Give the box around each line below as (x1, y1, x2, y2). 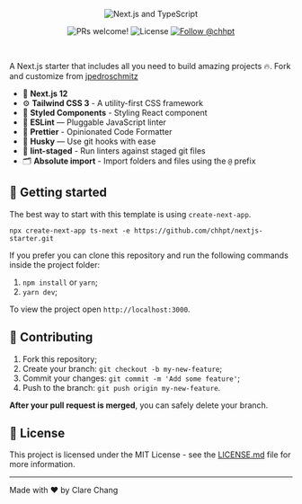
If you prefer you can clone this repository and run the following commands (9, 250, 289, 261)
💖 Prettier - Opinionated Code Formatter (22, 127, 173, 137)
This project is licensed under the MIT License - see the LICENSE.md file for (9, 449, 291, 460)
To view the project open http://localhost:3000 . (9, 304, 191, 314)
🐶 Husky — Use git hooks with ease (22, 136, 156, 146)
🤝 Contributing (9, 330, 93, 345)
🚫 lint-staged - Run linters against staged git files (22, 146, 206, 156)
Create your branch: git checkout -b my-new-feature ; (22, 363, 223, 374)
